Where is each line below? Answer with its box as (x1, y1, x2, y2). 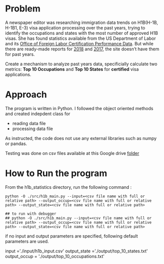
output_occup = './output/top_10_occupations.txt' (5, 253, 105, 259)
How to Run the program (5, 168, 108, 179)
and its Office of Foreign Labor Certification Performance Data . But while (5, 40, 154, 46)
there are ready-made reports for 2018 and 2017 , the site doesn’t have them (5, 46, 160, 52)
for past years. (5, 51, 35, 57)
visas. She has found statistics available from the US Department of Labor (5, 35, 156, 41)
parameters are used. (5, 238, 49, 244)
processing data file (12, 126, 53, 132)
